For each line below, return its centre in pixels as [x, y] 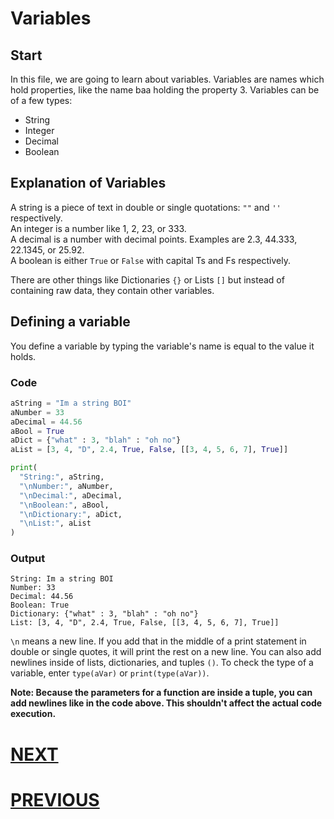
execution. [33, 714]
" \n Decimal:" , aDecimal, [71, 495]
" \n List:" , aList [55, 523]
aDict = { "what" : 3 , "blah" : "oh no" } [96, 440]
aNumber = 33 [37, 412]
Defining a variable [70, 322]
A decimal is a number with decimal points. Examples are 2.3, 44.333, [154, 239]
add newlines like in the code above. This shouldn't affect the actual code [166, 703]
